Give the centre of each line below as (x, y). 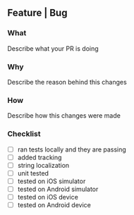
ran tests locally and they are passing (72, 149)
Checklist (24, 134)
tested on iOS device (48, 197)
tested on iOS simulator (51, 181)
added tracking (39, 157)
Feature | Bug (37, 13)
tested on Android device (54, 205)
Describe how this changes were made (64, 116)
